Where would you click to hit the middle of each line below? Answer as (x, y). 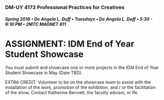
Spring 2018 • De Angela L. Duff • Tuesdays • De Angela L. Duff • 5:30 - (79, 19)
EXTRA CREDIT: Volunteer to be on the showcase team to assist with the (78, 82)
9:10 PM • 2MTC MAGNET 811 (35, 24)
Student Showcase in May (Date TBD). (44, 73)
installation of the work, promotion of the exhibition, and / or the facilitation (80, 87)
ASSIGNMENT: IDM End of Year (70, 44)
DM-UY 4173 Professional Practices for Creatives (65, 7)
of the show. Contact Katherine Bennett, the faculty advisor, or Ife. (72, 93)
